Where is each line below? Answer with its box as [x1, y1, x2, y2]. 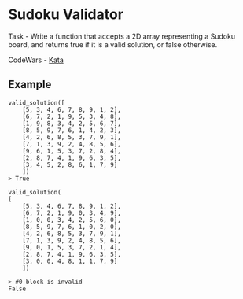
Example [8, 78, 52, 91]
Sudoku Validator [8, 6, 124, 24]
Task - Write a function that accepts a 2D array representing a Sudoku [8, 31, 236, 41]
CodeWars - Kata [8, 55, 64, 65]
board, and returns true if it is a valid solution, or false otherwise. [8, 39, 218, 49]
